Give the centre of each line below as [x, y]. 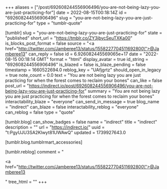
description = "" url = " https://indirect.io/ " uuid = [55, 127]
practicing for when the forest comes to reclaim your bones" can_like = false [84, 80]
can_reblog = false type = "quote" [40, 112]
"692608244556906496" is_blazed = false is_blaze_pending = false [76, 65]
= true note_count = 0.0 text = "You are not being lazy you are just [73, 75]
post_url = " [17, 86]
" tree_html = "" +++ [26, 182]
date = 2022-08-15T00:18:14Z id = [91, 12]
